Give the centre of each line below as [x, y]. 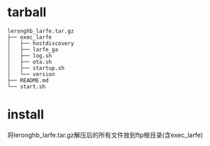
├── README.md [28, 80]
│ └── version [31, 74]
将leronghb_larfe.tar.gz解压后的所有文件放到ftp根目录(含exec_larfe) [105, 135]
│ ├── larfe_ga [33, 49]
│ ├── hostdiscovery [41, 43]
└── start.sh [27, 86]
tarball [27, 12]
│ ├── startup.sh [36, 68]
